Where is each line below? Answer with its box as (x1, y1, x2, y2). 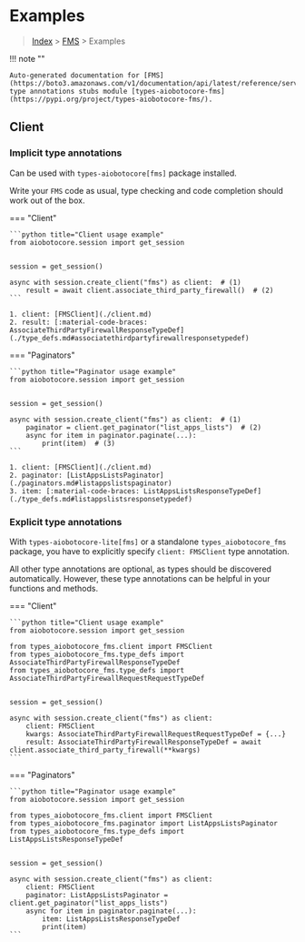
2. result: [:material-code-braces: (9, 318, 148, 327)
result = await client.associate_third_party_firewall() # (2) (25, 286, 274, 295)
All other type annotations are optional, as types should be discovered (9, 563, 272, 574)
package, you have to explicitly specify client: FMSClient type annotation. (9, 545, 290, 556)
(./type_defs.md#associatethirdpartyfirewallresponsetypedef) (9, 333, 250, 342)
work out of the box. (9, 195, 85, 206)
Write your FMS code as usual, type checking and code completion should (9, 185, 284, 196)
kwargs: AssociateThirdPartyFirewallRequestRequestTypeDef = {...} (25, 729, 286, 738)
